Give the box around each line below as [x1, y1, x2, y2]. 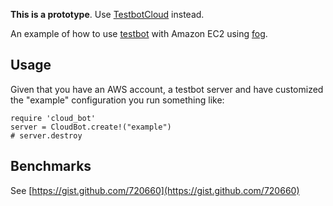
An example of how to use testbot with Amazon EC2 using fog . [10, 28, 268, 39]
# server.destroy [10, 130, 83, 141]
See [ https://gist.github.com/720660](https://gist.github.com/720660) [10, 184, 300, 196]
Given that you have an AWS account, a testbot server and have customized [10, 83, 324, 95]
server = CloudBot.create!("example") [10, 122, 172, 132]
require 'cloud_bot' [10, 113, 97, 123]
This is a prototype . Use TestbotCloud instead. [10, 9, 205, 20]
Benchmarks [10, 158, 92, 175]
